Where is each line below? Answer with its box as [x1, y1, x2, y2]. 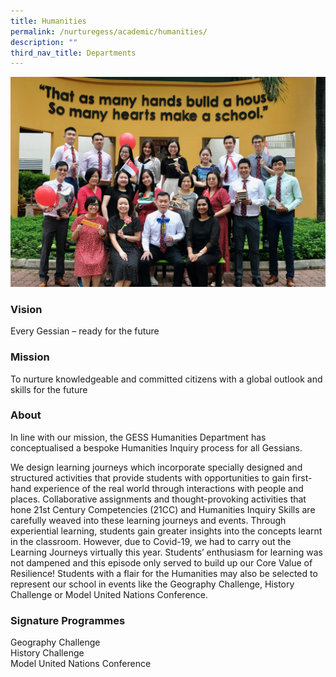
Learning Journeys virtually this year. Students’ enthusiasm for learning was [10, 546, 324, 558]
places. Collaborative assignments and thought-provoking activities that [10, 493, 307, 505]
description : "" [10, 37, 78, 47]
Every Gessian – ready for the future [10, 325, 160, 337]
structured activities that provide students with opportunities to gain [10, 471, 290, 484]
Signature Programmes [10, 613, 126, 627]
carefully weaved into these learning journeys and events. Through [10, 514, 287, 526]
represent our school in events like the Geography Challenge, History [10, 578, 295, 590]
